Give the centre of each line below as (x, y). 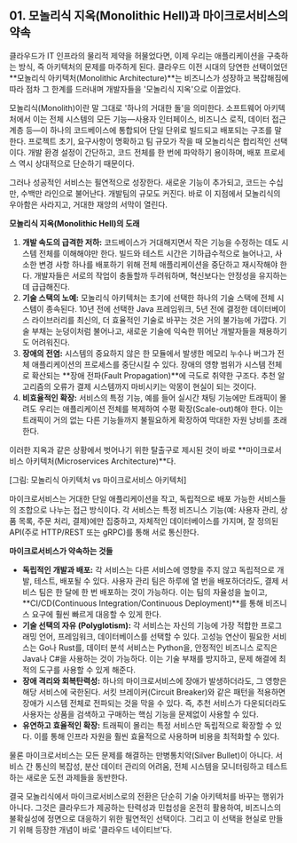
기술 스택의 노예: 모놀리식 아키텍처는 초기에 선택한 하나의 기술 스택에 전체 (148, 298)
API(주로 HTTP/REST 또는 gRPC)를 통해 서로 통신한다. (104, 532)
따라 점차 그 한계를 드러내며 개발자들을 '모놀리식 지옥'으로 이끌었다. (125, 89)
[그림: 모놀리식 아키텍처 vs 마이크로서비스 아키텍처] (98, 480)
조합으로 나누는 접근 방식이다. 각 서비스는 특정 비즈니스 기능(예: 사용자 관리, (148, 510)
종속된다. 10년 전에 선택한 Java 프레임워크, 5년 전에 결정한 (147, 308)
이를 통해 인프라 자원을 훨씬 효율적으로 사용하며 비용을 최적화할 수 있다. (157, 736)
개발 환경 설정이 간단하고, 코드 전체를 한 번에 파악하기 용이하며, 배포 (145, 152)
